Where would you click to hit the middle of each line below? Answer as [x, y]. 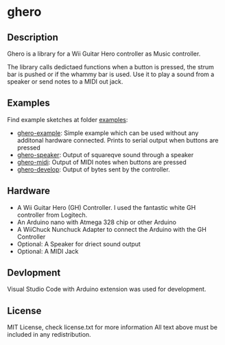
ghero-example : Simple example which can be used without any [108, 133]
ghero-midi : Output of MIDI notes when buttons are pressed [102, 162]
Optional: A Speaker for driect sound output [79, 243]
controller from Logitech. [52, 215]
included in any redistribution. [49, 335]
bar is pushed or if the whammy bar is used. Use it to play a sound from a [111, 74]
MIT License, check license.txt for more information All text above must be [113, 327]
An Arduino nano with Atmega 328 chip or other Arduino [97, 222]
